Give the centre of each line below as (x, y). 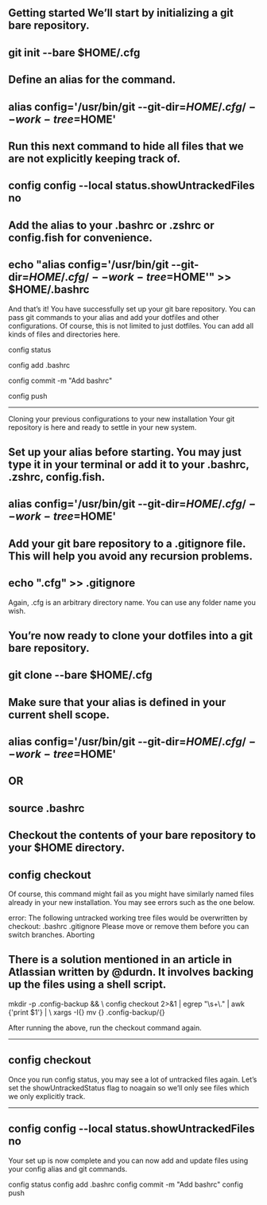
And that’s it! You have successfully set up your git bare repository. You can (132, 309)
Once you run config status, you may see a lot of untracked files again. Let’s (133, 1079)
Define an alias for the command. (92, 80)
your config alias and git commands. (68, 1168)
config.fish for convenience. (81, 238)
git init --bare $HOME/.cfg (74, 52)
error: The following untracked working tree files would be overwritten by (128, 918)
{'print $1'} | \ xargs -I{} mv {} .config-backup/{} (87, 1012)
